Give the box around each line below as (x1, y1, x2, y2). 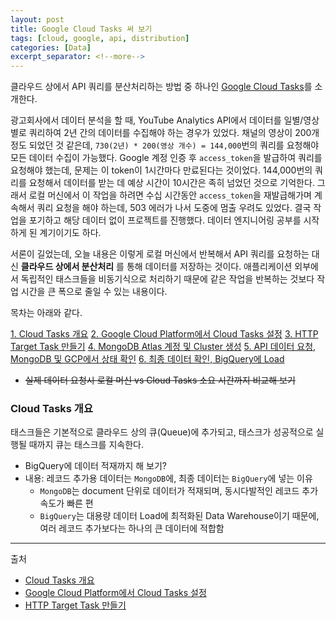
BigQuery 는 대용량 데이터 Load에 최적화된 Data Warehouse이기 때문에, (39, 510, 320, 522)
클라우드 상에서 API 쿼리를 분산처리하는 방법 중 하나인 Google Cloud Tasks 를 (10, 81, 313, 93)
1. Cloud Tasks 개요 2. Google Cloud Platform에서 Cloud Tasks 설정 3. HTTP (10, 328, 319, 340)
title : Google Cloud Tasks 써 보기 (10, 24, 153, 34)
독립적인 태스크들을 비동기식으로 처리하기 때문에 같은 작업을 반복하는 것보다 (20, 273, 315, 285)
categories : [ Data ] (10, 42, 92, 53)
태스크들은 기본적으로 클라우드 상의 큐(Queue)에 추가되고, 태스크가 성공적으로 (10, 426, 314, 438)
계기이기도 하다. (39, 227, 102, 239)
